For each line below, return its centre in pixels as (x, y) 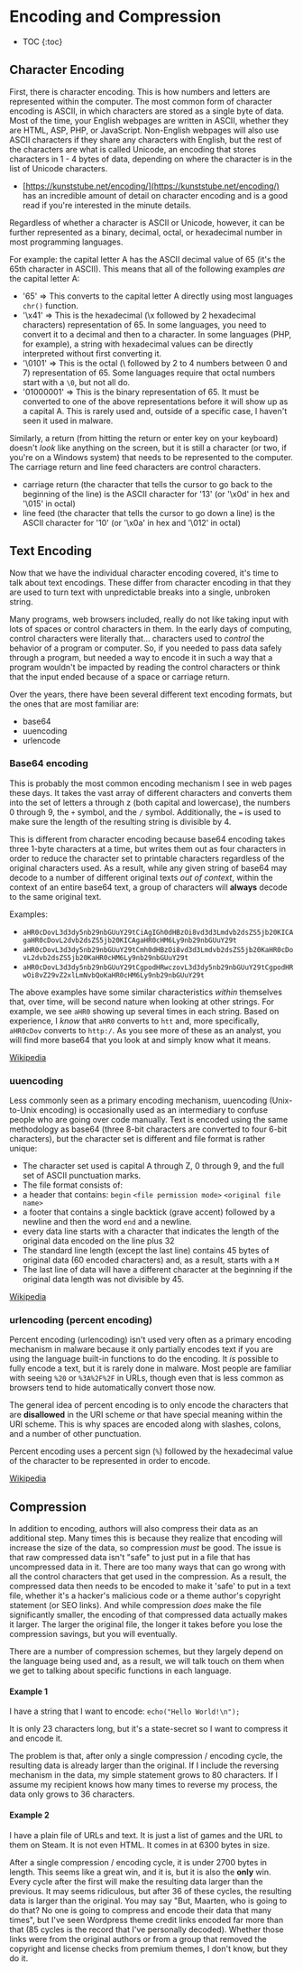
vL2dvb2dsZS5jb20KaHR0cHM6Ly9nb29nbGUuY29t (106, 958)
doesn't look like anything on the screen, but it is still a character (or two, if (148, 448)
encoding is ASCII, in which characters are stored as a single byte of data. (147, 111)
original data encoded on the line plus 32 (98, 1241)
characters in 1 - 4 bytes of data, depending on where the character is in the (151, 159)
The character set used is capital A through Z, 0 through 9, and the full (153, 1166)
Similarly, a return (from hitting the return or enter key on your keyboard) (144, 438)
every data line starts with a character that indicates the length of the (151, 1231)
